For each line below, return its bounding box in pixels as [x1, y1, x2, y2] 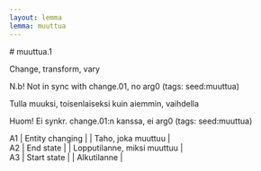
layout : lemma [9, 13, 63, 22]
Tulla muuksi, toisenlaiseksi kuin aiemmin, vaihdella [9, 98, 200, 108]
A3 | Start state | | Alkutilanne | [9, 151, 123, 162]
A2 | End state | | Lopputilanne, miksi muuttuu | [9, 142, 184, 153]
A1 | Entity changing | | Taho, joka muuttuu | [9, 133, 171, 143]
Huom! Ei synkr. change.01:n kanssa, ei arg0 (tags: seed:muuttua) [9, 115, 253, 126]
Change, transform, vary [9, 64, 101, 74]
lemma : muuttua [9, 21, 67, 30]
